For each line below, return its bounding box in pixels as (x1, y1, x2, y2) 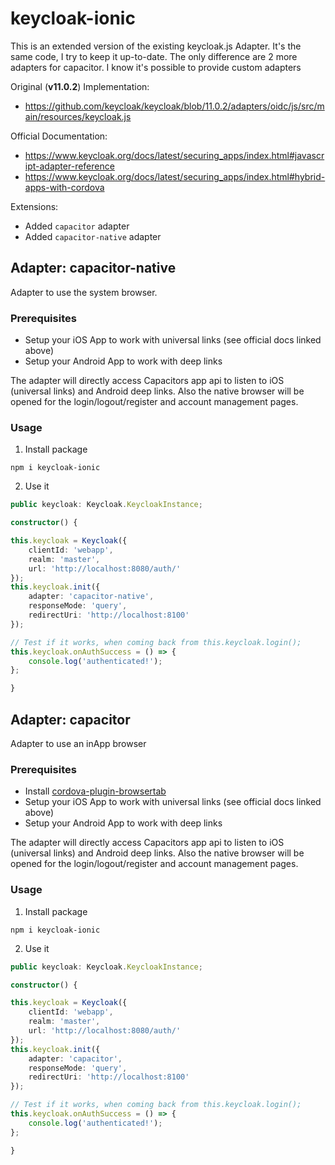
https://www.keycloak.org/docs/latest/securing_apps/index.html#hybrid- (24, 170, 326, 182)
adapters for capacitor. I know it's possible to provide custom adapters (10, 61, 302, 73)
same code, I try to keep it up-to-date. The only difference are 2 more (10, 50, 298, 62)
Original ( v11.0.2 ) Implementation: (10, 80, 150, 92)
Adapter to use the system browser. (10, 286, 158, 298)
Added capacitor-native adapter (24, 230, 162, 242)
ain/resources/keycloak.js (24, 110, 132, 122)
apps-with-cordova (24, 181, 105, 193)
